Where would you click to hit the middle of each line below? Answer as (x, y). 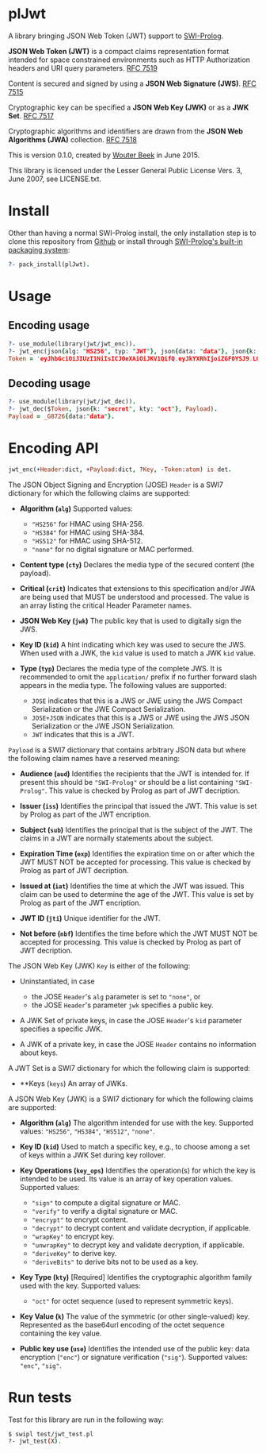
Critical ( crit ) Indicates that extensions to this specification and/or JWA (137, 588)
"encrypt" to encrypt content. (80, 1219)
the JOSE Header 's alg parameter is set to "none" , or (116, 996)
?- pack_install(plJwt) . (49, 264)
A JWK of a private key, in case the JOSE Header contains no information (138, 1044)
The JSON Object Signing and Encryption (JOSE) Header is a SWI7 (116, 485)
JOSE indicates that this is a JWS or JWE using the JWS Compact (137, 701)
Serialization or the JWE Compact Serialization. (108, 709)
